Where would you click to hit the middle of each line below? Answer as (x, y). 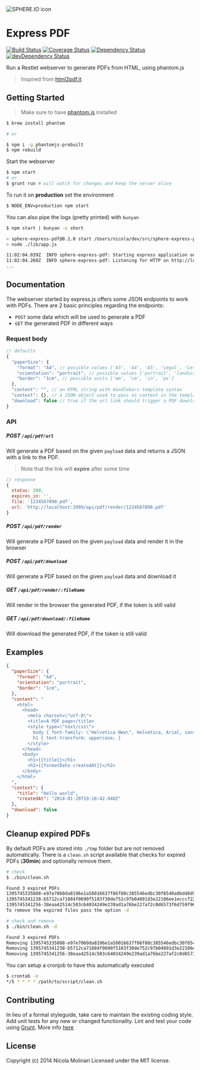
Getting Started (35, 98)
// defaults (21, 351)
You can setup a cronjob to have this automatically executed (80, 965)
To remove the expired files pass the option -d (68, 910)
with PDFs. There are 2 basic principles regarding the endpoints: (85, 305)
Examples (25, 652)
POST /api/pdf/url (30, 436)
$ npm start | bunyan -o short (45, 228)
